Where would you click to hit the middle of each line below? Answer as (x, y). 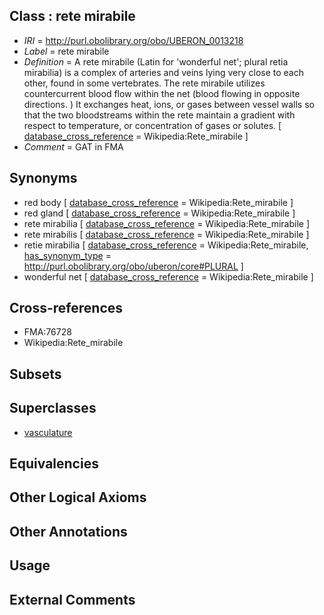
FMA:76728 (47, 332)
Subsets (35, 374)
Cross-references (66, 308)
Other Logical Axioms (78, 497)
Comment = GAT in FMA (73, 146)
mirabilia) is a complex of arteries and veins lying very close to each (163, 72)
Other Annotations (68, 531)
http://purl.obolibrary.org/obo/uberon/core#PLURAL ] (133, 266)
